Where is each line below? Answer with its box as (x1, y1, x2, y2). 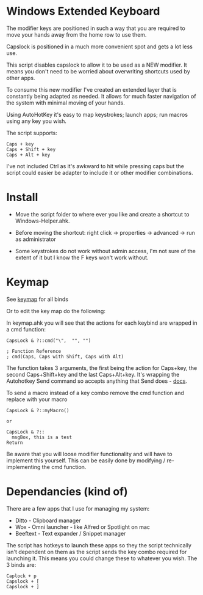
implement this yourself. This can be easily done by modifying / (6, 457, 166, 464)
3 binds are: (6, 561, 37, 568)
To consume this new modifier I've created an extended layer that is (6, 86, 177, 93)
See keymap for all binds (6, 295, 69, 303)
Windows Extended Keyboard (6, 4, 160, 18)
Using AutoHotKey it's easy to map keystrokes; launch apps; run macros (6, 111, 188, 118)
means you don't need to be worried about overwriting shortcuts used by (6, 67, 190, 75)
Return (6, 439, 23, 446)
